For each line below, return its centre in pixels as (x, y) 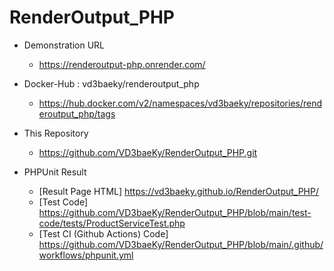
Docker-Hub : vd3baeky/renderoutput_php (111, 83)
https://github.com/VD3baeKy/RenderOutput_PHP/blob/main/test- (175, 212)
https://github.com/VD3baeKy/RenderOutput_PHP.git (148, 152)
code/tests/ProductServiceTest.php (112, 223)
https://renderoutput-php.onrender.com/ (122, 64)
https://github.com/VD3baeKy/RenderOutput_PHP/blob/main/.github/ (181, 244)
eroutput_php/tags (77, 113)
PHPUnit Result (55, 172)
